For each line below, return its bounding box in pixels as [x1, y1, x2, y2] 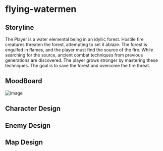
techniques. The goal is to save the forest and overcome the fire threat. [5, 63, 150, 68]
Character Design [5, 104, 61, 113]
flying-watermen [5, 3, 77, 15]
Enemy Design [5, 121, 51, 130]
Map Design [5, 138, 43, 147]
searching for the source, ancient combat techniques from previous [5, 52, 143, 58]
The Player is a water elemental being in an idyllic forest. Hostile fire [5, 36, 144, 42]
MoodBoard [5, 77, 43, 85]
